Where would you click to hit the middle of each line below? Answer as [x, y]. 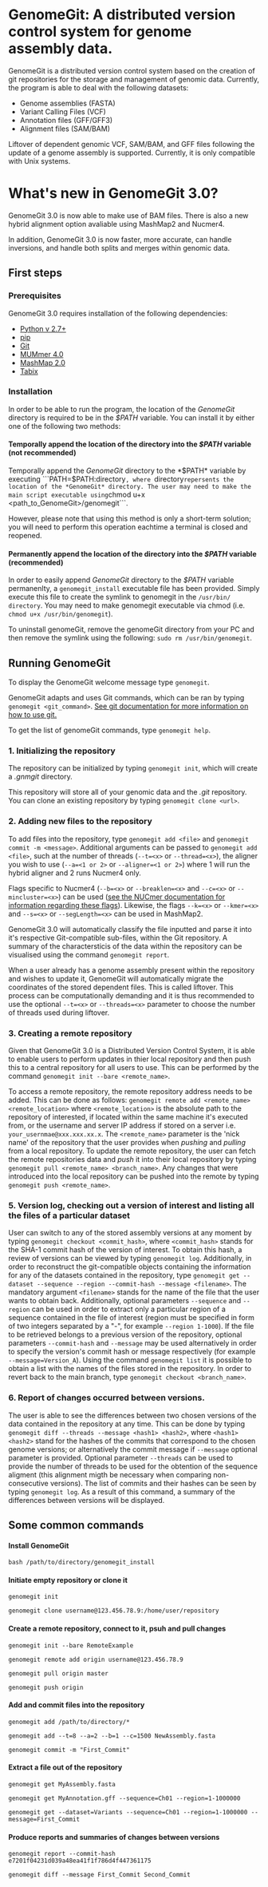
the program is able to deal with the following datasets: [99, 87]
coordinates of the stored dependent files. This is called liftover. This [121, 987]
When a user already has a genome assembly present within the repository [132, 970]
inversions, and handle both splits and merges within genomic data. [119, 248]
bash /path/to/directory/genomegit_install [82, 1563]
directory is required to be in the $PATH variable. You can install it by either [132, 418]
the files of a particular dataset [69, 1215]
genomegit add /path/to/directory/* [69, 1722]
